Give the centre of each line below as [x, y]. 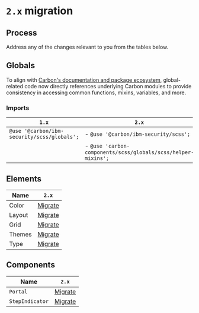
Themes [20, 234]
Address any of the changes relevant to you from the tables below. [87, 47]
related [15, 86]
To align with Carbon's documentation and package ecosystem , [84, 80]
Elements [24, 179]
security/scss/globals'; [44, 137]
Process [22, 33]
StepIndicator [29, 301]
